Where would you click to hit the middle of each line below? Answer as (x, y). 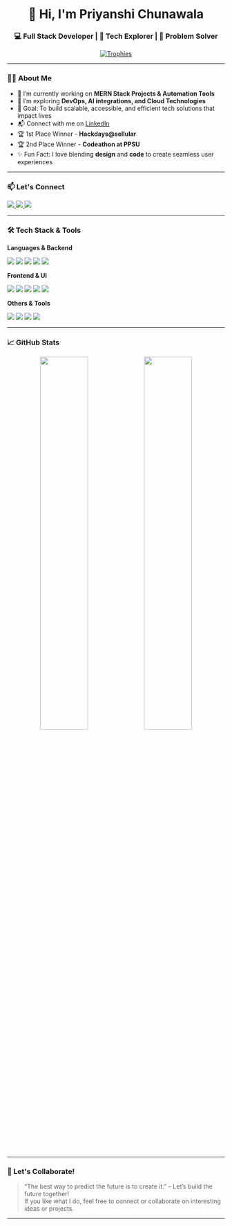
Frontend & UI (27, 276)
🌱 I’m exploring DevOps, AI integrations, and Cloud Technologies (111, 100)
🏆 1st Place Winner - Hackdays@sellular (77, 134)
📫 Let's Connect (36, 186)
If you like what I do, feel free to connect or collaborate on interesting (122, 1201)
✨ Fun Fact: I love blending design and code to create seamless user (115, 154)
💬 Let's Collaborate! (41, 1171)
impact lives (34, 115)
